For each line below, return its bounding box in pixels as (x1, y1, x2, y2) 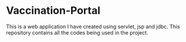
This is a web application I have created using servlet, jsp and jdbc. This (6, 23, 180, 30)
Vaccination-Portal (6, 4, 101, 17)
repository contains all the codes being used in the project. (6, 29, 148, 36)
